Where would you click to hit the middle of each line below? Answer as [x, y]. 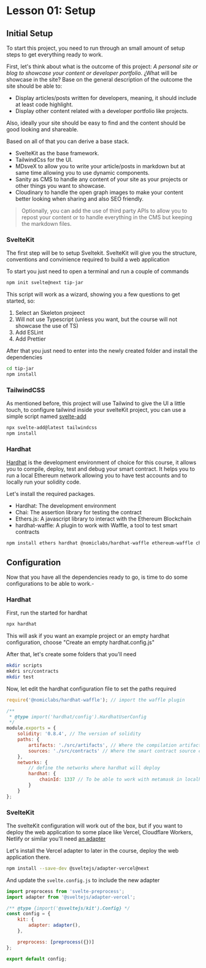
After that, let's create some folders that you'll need [71, 654]
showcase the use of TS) [47, 326]
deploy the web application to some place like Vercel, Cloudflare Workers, [100, 832]
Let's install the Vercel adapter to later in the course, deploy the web [93, 850]
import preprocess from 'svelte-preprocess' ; [65, 891]
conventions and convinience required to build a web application [88, 260]
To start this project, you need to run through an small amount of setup [96, 48]
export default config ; [37, 959]
